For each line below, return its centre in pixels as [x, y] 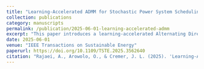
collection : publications [39, 17]
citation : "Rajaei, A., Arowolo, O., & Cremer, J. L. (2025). [87, 56]
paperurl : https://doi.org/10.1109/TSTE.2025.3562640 [76, 51]
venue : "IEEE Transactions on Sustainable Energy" [72, 46]
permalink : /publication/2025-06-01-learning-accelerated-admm [88, 28]
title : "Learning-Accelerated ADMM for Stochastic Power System [89, 12]
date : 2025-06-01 [28, 40]
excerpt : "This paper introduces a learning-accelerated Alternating [96, 34]
